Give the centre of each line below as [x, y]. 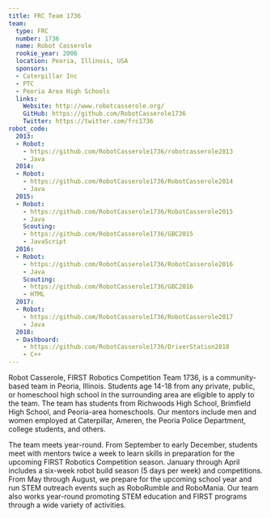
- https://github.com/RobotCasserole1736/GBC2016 [108, 287]
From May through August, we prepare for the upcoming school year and [130, 479]
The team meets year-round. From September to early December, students [133, 445]
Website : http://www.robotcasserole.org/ [93, 106]
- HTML [34, 295]
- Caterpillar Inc [47, 76]
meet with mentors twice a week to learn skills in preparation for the [122, 453]
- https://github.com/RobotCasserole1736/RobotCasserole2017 [128, 316]
